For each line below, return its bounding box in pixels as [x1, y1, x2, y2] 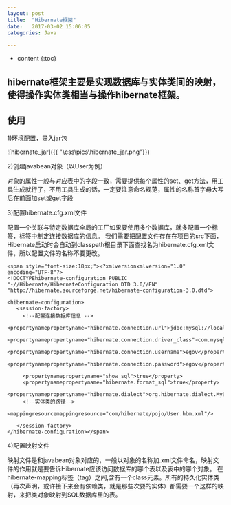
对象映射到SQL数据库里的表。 [36, 491, 122, 499]
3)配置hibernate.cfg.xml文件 [7, 208, 87, 217]
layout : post [7, 10, 45, 17]
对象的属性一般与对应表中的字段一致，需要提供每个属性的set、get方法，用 [7, 177, 218, 185]
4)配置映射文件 [7, 442, 50, 450]
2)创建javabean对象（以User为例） [7, 162, 107, 170]
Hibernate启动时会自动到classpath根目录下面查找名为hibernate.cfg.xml [7, 241, 208, 249]
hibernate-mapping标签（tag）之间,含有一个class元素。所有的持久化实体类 [7, 473, 220, 482]
